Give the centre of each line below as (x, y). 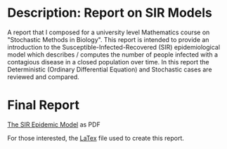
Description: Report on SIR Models (110, 13)
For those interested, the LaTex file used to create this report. (96, 138)
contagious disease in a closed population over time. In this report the (108, 62)
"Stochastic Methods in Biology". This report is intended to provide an (108, 39)
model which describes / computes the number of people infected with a (113, 55)
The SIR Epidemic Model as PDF (54, 125)
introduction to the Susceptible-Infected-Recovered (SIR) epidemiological (113, 47)
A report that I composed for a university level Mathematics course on (109, 32)
